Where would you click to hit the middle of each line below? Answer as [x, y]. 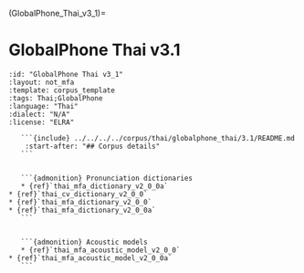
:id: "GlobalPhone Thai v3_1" [66, 74]
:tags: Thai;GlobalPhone [56, 98]
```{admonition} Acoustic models [84, 242]
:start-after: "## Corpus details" [93, 146]
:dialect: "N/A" [39, 114]
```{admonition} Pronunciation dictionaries [107, 178]
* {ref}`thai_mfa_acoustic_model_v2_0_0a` [90, 258]
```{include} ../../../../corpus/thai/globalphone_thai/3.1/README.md [158, 138]
